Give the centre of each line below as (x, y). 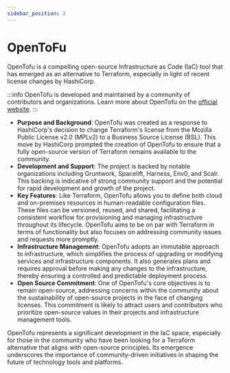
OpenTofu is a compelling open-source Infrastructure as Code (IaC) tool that (115, 67)
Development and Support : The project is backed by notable (104, 166)
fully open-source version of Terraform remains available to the (107, 151)
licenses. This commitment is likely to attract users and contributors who (120, 305)
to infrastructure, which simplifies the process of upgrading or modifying (120, 253)
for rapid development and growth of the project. (86, 188)
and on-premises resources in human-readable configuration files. (111, 203)
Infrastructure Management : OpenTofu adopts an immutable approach (118, 246)
